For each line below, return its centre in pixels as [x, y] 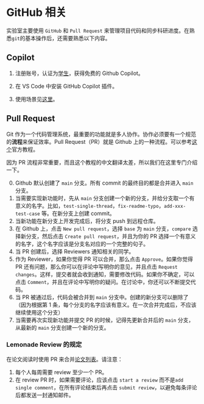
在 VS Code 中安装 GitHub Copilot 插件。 [66, 86]
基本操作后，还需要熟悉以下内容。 [68, 38]
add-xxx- [175, 206]
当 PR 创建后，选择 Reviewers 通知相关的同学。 [75, 251]
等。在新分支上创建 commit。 [78, 213]
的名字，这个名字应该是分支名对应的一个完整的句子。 [82, 244]
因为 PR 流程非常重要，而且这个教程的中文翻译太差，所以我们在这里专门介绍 [102, 162]
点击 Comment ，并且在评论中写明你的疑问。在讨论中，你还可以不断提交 [103, 282]
